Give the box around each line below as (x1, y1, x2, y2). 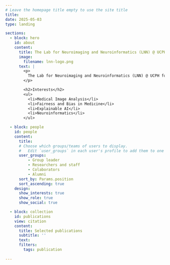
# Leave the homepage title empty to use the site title (5, 7, 128, 13)
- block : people (10, 125, 44, 130)
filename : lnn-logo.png (23, 59, 73, 64)
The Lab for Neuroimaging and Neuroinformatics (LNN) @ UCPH (27, 73, 159, 79)
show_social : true (18, 200, 58, 206)
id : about (14, 40, 35, 46)
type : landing (5, 21, 35, 27)
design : (14, 186, 30, 191)
